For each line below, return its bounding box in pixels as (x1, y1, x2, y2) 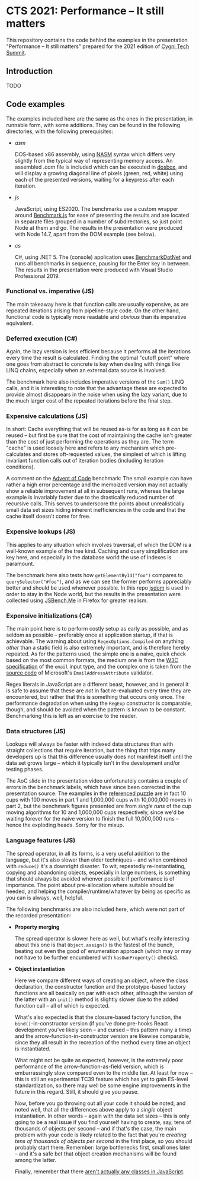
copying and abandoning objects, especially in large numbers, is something (6, 869, 191, 876)
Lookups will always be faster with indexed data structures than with (6, 740, 174, 748)
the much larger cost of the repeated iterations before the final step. (6, 397, 172, 404)
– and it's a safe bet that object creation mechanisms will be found (14, 1150, 176, 1157)
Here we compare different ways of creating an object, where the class (14, 977, 188, 984)
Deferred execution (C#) (6, 334, 78, 343)
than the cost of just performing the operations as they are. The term (6, 438, 174, 445)
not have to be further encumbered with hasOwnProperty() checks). (14, 954, 179, 961)
